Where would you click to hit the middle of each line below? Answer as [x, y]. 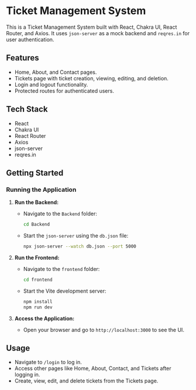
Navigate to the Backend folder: [60, 214]
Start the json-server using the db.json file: [76, 236]
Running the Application [41, 189]
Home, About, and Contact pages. [56, 72]
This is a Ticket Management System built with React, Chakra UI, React [92, 27]
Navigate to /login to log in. [48, 362]
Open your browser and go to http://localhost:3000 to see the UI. [104, 330]
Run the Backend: [37, 202]
